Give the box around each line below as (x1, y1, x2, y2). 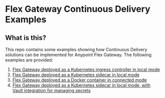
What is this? (5, 33, 47, 42)
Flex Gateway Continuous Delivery (5, 3, 151, 15)
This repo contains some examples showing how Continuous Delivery (5, 47, 148, 52)
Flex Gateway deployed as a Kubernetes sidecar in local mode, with (12, 82, 151, 88)
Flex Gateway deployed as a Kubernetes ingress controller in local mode (12, 66, 160, 72)
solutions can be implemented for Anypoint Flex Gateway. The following (5, 52, 152, 58)
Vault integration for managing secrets (12, 88, 91, 93)
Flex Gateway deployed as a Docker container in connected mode (12, 77, 147, 83)
